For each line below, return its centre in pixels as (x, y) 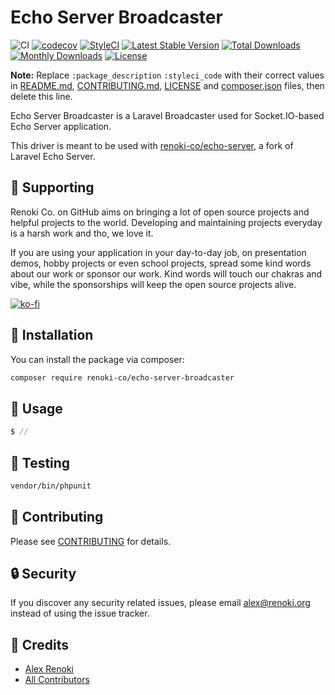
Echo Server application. (61, 126)
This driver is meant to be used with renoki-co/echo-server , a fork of (152, 145)
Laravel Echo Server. (53, 156)
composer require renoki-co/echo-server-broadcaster (122, 377)
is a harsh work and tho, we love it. (82, 233)
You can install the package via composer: (97, 359)
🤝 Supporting (52, 187)
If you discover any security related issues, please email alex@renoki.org (160, 603)
